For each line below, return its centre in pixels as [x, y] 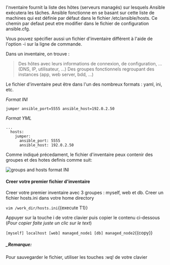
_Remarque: [19, 244]
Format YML [19, 118]
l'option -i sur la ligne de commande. [44, 44]
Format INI [17, 99]
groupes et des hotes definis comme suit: [49, 160]
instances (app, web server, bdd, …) [56, 74]
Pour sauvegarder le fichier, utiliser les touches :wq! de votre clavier [77, 257]
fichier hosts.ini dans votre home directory [50, 198]
